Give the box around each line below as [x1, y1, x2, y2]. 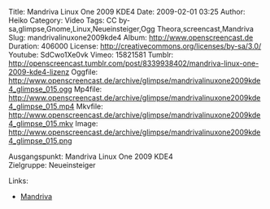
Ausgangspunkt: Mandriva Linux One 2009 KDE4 [8, 151, 173, 161]
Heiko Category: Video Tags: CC [8, 15, 118, 25]
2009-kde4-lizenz [8, 67, 70, 76]
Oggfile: [71, 67, 98, 76]
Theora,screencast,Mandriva [157, 24, 255, 33]
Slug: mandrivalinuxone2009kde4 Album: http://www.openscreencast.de [8, 32, 254, 42]
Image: [75, 119, 98, 128]
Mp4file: [73, 84, 102, 94]
